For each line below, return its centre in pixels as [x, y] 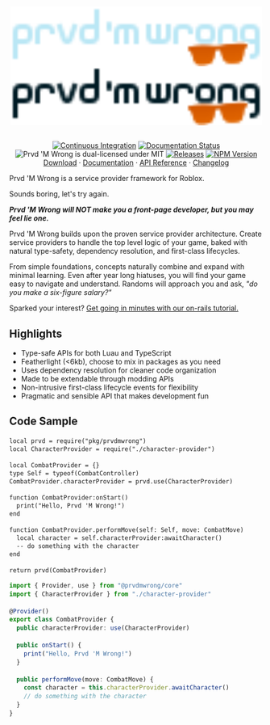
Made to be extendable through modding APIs [97, 379]
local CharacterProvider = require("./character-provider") [112, 449]
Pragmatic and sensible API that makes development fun [114, 396]
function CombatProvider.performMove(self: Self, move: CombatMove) [127, 530]
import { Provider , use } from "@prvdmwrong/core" [96, 585]
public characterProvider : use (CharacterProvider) [103, 628]
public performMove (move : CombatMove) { [85, 679]
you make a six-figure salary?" [60, 293]
